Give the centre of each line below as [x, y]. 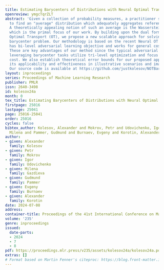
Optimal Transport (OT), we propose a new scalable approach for [77, 37]
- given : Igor [20, 159]
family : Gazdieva [27, 173]
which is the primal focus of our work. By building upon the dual [80, 32]
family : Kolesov [26, 146]
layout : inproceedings [28, 73]
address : [14, 210]
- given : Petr [20, 151]
